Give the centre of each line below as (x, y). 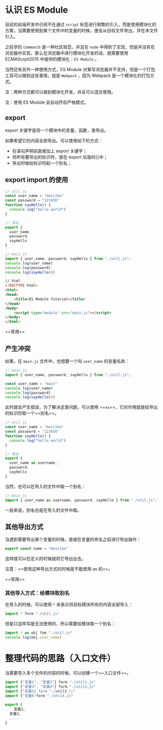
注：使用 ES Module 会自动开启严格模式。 (47, 102)
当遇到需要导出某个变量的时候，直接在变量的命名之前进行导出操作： (73, 539)
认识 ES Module (37, 10)
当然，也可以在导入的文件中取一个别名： (45, 486)
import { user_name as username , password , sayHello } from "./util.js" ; (81, 500)
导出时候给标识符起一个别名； (42, 163)
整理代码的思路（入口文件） (60, 659)
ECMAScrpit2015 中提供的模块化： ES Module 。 (52, 59)
